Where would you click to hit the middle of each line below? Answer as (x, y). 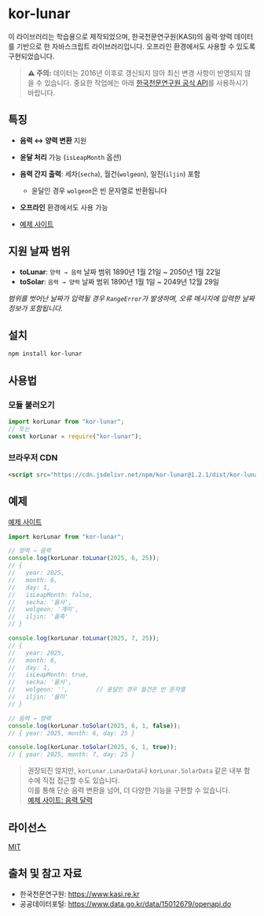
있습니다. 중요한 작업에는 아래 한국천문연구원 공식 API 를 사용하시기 (147, 83)
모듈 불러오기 (31, 405)
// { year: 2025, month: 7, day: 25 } (71, 755)
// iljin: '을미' (38, 697)
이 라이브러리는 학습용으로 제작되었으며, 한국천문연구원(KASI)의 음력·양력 (121, 36)
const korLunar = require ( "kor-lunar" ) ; (75, 436)
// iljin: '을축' (38, 617)
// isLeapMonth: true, (49, 675)
